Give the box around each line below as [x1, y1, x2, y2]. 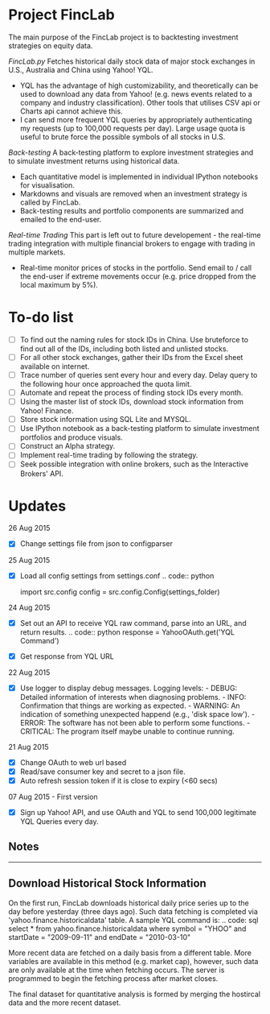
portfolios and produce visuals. [19, 433, 123, 442]
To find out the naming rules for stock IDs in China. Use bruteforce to [19, 334, 249, 344]
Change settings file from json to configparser [19, 539, 173, 548]
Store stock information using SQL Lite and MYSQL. [19, 415, 191, 424]
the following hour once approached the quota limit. [19, 379, 192, 389]
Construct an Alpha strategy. [19, 441, 116, 451]
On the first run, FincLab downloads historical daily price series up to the [8, 898, 249, 908]
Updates [8, 497, 67, 515]
